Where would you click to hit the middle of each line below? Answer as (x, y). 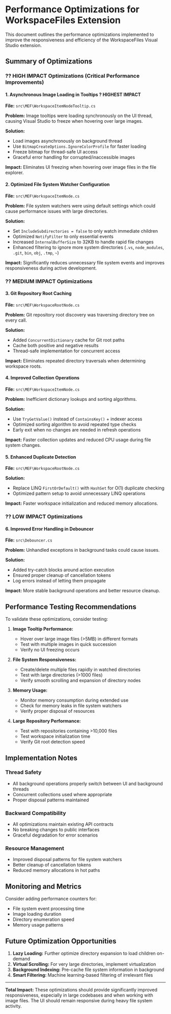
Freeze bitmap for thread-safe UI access (55, 152)
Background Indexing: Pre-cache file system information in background (88, 970)
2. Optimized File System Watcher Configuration (58, 185)
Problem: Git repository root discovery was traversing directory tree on (80, 314)
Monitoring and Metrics (43, 886)
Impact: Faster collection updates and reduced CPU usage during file (78, 440)
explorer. (15, 173)
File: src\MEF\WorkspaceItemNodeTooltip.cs (50, 106)
